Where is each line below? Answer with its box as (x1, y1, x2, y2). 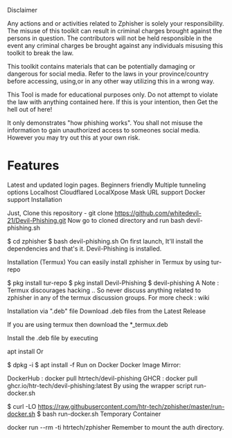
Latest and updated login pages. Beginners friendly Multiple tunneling (7, 180, 206, 189)
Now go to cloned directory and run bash (67, 216, 185, 224)
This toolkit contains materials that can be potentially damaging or (7, 62, 195, 70)
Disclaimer (7, 6, 38, 14)
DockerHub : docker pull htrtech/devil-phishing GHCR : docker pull (7, 374, 198, 382)
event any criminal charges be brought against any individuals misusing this (7, 42, 224, 49)
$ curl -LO (7, 402, 37, 410)
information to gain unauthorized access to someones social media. (7, 126, 201, 134)
